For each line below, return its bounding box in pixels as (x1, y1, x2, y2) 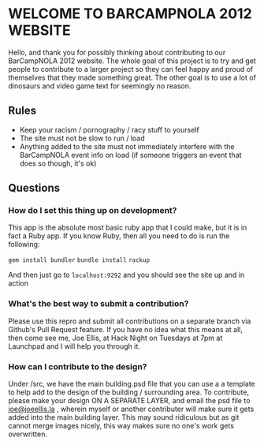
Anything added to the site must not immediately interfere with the (19, 141, 235, 151)
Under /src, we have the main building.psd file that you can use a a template (8, 380, 256, 389)
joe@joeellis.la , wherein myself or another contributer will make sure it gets (8, 404, 255, 414)
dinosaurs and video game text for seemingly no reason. (8, 80, 191, 91)
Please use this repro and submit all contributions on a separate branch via (8, 316, 251, 326)
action (8, 279, 29, 288)
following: (8, 240, 40, 249)
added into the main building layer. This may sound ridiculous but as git (8, 413, 240, 422)
